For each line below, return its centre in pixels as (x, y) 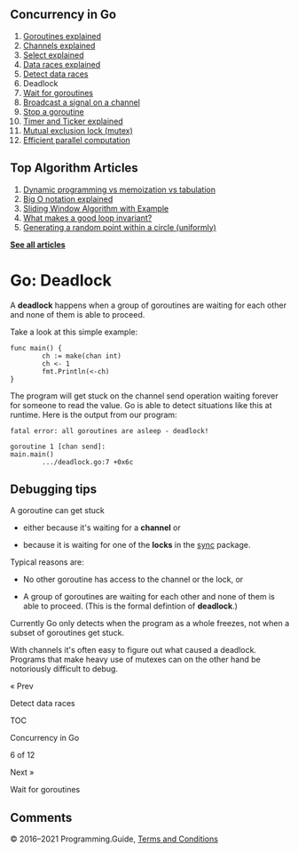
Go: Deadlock (61, 280)
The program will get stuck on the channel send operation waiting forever (144, 396)
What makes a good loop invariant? (87, 218)
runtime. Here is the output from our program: (94, 414)
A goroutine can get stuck (58, 511)
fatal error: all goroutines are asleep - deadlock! (110, 431)
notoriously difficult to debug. (64, 669)
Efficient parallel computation (77, 140)
